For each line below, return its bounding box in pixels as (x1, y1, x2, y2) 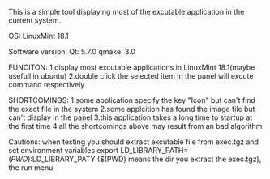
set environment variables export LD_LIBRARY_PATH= (8, 146, 189, 155)
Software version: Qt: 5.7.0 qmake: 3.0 (8, 47, 136, 56)
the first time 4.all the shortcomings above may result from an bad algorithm (8, 121, 263, 130)
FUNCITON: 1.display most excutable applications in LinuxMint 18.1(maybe (8, 62, 255, 72)
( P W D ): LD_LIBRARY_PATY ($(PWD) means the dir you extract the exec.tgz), (8, 154, 262, 164)
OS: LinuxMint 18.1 (8, 32, 69, 40)
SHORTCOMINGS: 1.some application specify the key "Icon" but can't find (8, 96, 255, 104)
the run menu (8, 163, 54, 173)
